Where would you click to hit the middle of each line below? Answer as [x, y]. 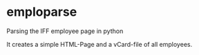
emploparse [42, 12]
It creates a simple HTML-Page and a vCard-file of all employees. [99, 44]
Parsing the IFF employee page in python [65, 31]
